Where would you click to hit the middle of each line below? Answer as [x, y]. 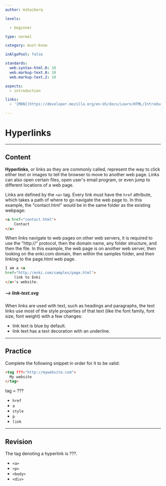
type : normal [19, 37]
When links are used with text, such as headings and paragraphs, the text [80, 305]
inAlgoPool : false [24, 54]
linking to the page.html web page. [40, 259]
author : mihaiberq [24, 10]
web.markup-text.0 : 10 [33, 72]
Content [18, 157]
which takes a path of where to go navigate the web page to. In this [74, 200]
